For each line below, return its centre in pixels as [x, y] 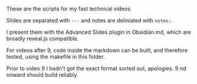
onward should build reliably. [43, 75]
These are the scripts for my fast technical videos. [69, 9]
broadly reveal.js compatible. [43, 38]
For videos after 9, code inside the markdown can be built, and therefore [97, 50]
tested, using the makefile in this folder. [56, 57]
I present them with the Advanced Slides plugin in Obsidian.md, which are [99, 32]
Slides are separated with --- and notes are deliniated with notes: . [90, 20]
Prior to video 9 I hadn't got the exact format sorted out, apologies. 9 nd [96, 68]
